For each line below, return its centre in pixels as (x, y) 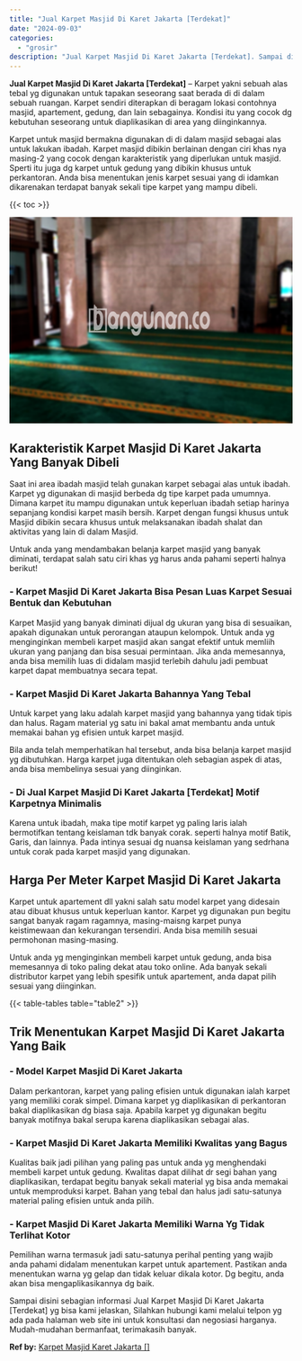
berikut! (24, 569)
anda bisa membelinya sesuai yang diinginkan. (96, 769)
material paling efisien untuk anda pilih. (82, 1201)
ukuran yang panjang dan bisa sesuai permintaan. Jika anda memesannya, (147, 651)
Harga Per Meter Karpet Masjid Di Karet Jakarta (145, 880)
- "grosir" (38, 48)
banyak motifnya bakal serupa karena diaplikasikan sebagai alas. (129, 1119)
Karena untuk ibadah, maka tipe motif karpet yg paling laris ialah (128, 823)
